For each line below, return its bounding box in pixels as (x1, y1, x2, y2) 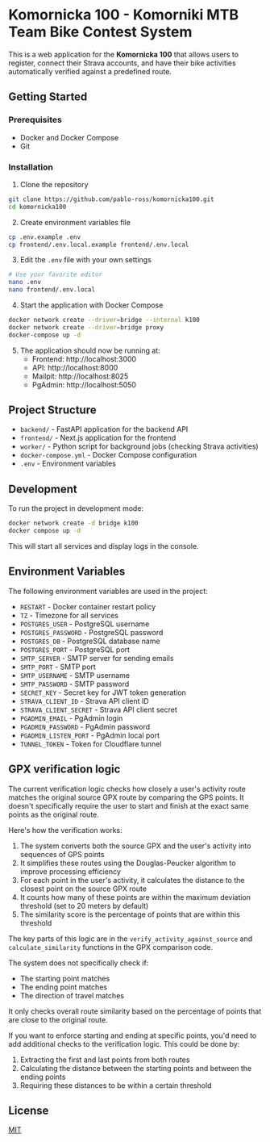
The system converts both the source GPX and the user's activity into (19, 841, 251, 851)
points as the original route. (8, 809, 99, 819)
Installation (8, 161, 54, 173)
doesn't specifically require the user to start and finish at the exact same (8, 801, 249, 810)
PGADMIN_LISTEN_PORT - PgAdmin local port (19, 730, 160, 740)
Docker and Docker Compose (19, 132, 119, 142)
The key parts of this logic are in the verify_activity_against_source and (8, 934, 253, 943)
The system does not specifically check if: (8, 958, 149, 968)
